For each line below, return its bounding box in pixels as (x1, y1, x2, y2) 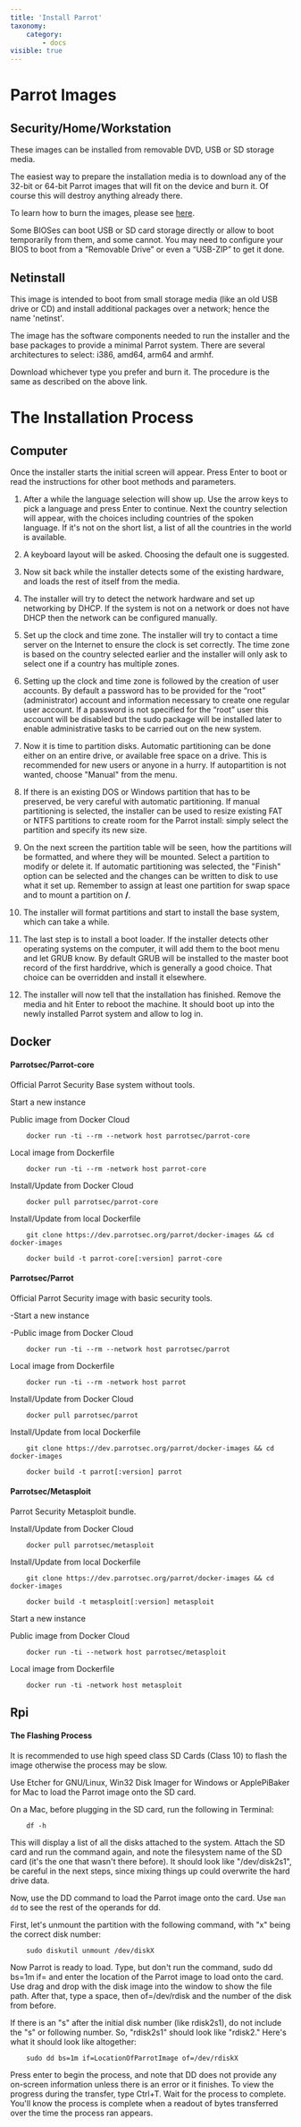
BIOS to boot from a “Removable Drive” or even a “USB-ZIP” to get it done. (10, 244, 285, 255)
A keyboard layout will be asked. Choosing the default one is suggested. (22, 548, 289, 560)
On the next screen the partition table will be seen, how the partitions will (22, 841, 292, 852)
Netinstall (10, 270, 66, 285)
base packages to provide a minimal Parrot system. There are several (10, 340, 266, 350)
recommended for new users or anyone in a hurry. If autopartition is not (22, 759, 287, 771)
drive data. (10, 1874, 50, 1886)
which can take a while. (22, 916, 110, 927)
